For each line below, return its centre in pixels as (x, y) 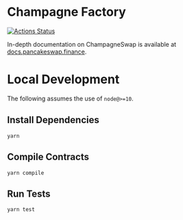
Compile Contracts (48, 157)
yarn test (21, 210)
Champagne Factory (67, 12)
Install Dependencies (53, 120)
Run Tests (29, 194)
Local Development (63, 79)
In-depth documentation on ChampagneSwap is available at (92, 44)
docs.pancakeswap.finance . (47, 52)
